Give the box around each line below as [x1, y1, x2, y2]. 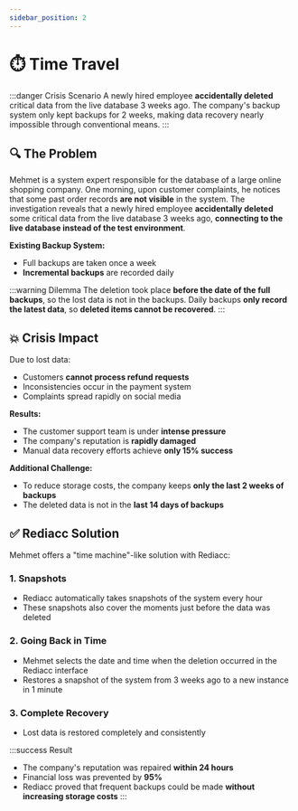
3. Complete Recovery [9, 706, 109, 719]
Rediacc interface [22, 665, 88, 675]
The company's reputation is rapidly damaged [22, 436, 197, 447]
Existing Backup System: [9, 240, 106, 251]
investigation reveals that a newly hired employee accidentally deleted [9, 203, 274, 214]
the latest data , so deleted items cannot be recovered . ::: [9, 304, 226, 315]
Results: [9, 409, 42, 420]
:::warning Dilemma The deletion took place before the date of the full [9, 285, 271, 296]
